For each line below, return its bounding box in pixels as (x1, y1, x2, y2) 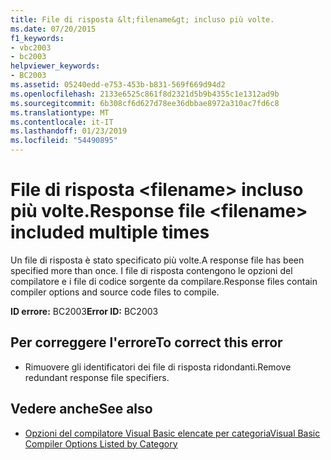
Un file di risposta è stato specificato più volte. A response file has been (10, 254, 305, 266)
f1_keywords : (10, 33, 65, 43)
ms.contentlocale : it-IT (10, 117, 114, 127)
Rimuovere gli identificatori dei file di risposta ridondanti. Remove (24, 361, 292, 373)
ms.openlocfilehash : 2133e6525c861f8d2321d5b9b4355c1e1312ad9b (10, 89, 280, 99)
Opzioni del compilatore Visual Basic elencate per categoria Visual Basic (24, 427, 321, 439)
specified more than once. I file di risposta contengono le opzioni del (10, 264, 293, 276)
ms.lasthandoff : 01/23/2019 (10, 126, 128, 136)
